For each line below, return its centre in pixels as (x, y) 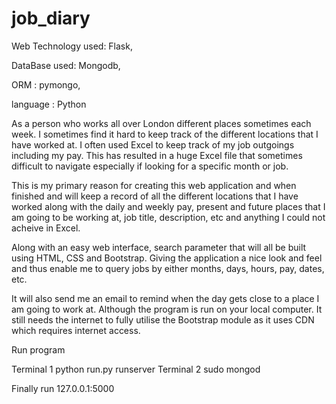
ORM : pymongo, (46, 84)
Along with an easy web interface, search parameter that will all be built (159, 247)
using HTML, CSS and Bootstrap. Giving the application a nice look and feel (167, 258)
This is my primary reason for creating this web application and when (154, 185)
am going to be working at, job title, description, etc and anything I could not (168, 217)
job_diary (51, 18)
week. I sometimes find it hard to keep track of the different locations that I (165, 134)
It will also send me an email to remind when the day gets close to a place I (165, 298)
